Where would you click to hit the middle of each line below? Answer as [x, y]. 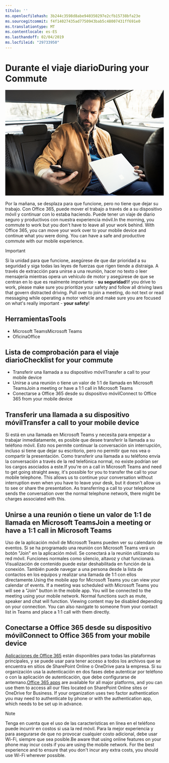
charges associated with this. [35, 499]
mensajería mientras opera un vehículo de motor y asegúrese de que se [80, 276]
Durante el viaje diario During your [77, 68]
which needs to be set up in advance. [44, 704]
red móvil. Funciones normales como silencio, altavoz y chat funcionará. [80, 559]
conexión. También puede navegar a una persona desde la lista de [74, 569]
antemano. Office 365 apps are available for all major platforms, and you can [84, 682]
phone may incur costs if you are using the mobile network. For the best [80, 744]
